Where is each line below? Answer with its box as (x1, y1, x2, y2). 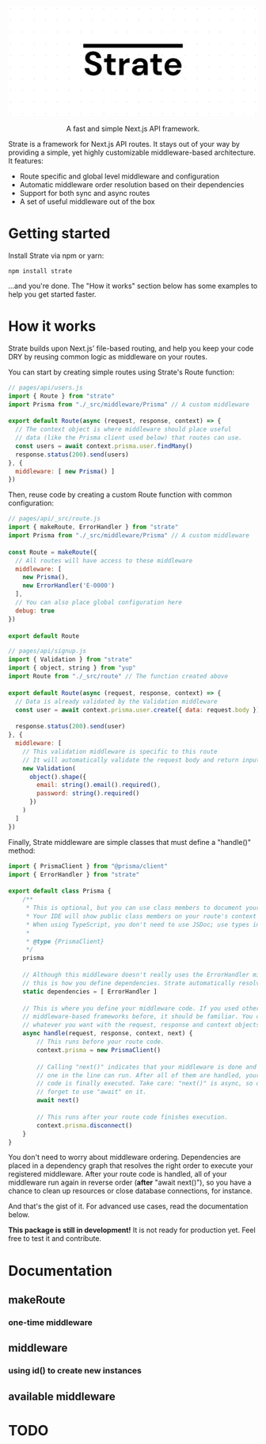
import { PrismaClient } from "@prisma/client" (8, 862, 169, 870)
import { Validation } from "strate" (8, 655, 133, 664)
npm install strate (8, 267, 73, 275)
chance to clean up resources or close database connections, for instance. (8, 1186, 253, 1196)
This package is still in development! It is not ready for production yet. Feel (8, 1225, 256, 1235)
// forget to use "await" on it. (36, 1088, 147, 1096)
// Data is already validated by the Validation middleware (15, 697, 218, 705)
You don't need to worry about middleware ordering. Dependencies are (8, 1153, 241, 1162)
